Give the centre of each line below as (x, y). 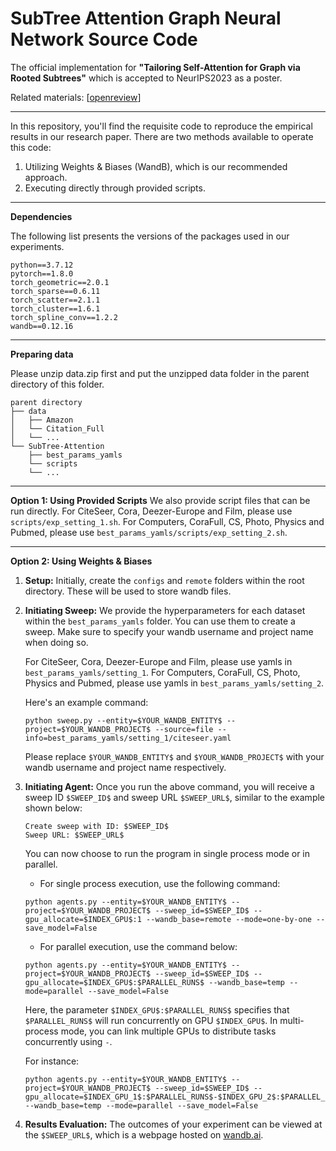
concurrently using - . (68, 1041)
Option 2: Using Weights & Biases (81, 561)
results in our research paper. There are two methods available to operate (162, 136)
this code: (31, 147)
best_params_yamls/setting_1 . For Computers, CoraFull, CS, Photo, (162, 672)
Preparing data (42, 354)
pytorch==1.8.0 (42, 273)
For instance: (52, 1061)
